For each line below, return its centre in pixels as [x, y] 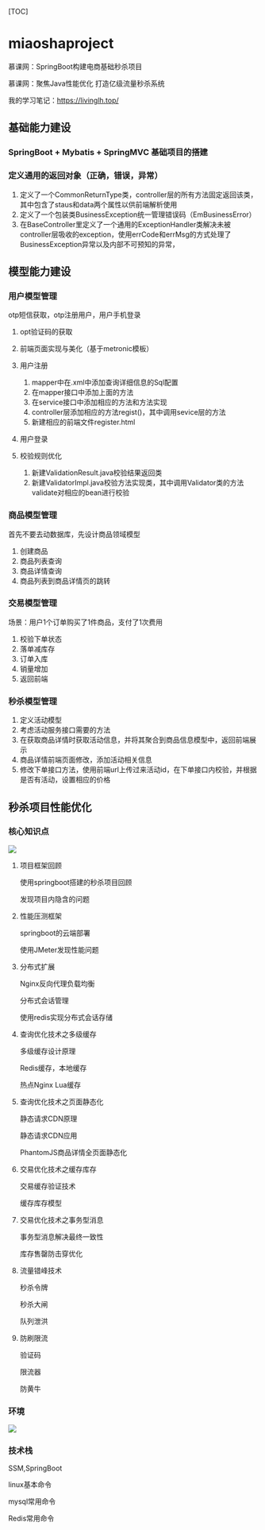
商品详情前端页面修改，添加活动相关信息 [86, 760]
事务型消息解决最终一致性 [61, 1236]
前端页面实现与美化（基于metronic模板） [86, 349]
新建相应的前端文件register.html [83, 422]
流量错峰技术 [40, 1270]
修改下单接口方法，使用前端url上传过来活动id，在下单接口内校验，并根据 [138, 770]
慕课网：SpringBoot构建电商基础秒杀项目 [75, 66]
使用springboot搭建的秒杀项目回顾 [76, 882]
